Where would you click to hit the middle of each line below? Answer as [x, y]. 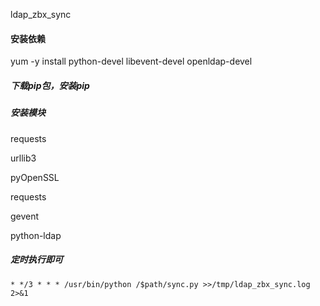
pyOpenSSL [35, 177]
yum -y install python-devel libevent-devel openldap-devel [131, 61]
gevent [25, 216]
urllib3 [23, 158]
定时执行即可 [36, 260]
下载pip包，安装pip [50, 85]
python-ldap [36, 235]
